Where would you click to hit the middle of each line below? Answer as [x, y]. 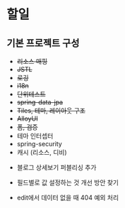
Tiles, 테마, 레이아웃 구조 [51, 110]
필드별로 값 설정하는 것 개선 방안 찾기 [68, 182]
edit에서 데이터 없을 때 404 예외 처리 [68, 197]
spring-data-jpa [40, 102]
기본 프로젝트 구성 [43, 43]
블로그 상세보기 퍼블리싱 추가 [56, 167]
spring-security [40, 144]
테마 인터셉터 [35, 136]
